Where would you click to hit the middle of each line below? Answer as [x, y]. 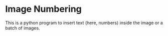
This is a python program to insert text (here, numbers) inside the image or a [84, 23]
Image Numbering [43, 9]
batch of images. [23, 28]
